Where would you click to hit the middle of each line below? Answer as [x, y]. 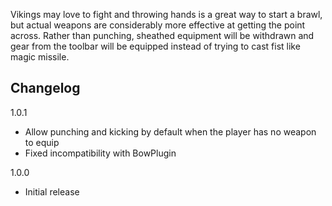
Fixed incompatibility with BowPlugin [100, 153]
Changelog [45, 88]
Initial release [52, 191]
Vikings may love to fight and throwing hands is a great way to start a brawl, [166, 14]
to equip [42, 142]
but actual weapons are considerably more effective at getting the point [158, 25]
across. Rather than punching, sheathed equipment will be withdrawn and [162, 35]
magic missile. [40, 57]
